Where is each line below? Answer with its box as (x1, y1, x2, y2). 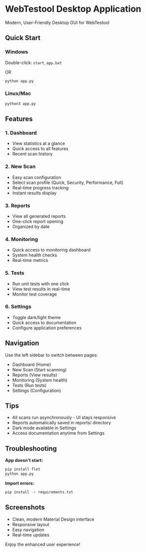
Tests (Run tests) (12, 382, 47, 388)
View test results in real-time (12, 286, 70, 292)
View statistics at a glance (12, 140, 65, 146)
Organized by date (12, 224, 50, 230)
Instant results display (12, 190, 57, 196)
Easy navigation (12, 527, 45, 532)
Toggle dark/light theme (12, 314, 61, 320)
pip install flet (5, 467, 41, 472)
